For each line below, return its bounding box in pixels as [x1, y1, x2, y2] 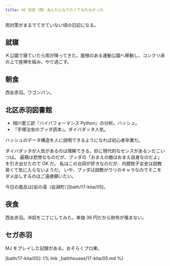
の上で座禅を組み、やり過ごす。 [5, 59, 72, 65]
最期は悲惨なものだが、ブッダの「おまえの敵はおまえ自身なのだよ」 [19, 154, 162, 160]
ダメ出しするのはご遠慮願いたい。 [5, 173, 77, 180]
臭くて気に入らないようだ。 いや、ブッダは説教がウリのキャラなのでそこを [5, 167, 162, 173]
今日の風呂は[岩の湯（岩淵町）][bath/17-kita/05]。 [5, 184, 108, 190]
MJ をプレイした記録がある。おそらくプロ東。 [5, 245, 103, 251]
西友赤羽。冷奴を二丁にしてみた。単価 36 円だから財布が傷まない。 [5, 214, 147, 220]
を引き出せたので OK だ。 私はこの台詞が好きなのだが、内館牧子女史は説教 [5, 160, 162, 167]
